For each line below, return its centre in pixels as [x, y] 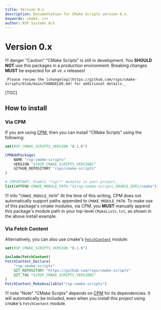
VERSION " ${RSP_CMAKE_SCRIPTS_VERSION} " [55, 164]
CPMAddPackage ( [20, 155]
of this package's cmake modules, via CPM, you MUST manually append [78, 206]
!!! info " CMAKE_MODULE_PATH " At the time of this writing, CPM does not [73, 195]
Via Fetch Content [27, 229]
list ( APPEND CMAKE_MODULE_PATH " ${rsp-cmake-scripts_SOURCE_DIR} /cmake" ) [81, 186]
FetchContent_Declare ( [28, 261]
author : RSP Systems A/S [30, 23]
